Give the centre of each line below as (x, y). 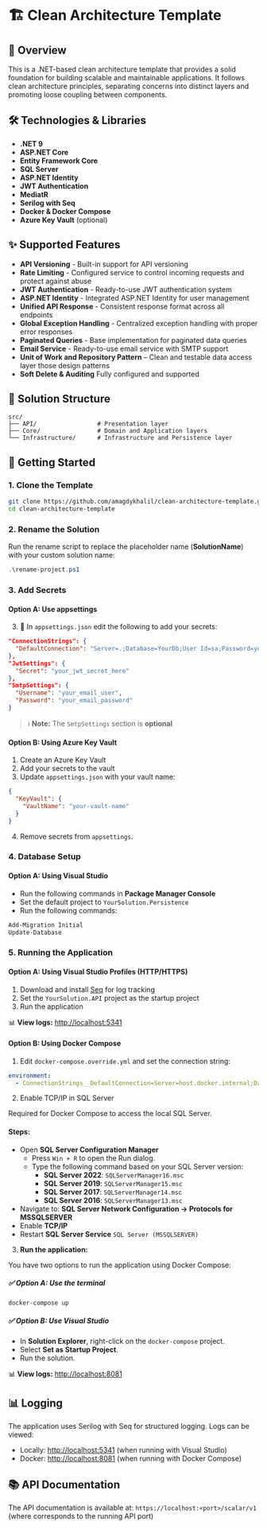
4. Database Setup (44, 857)
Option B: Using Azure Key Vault (63, 742)
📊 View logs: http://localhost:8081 (66, 1374)
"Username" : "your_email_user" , (69, 693)
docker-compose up (39, 1303)
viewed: (21, 1435)
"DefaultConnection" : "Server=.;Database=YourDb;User (106, 649)
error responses (46, 332)
